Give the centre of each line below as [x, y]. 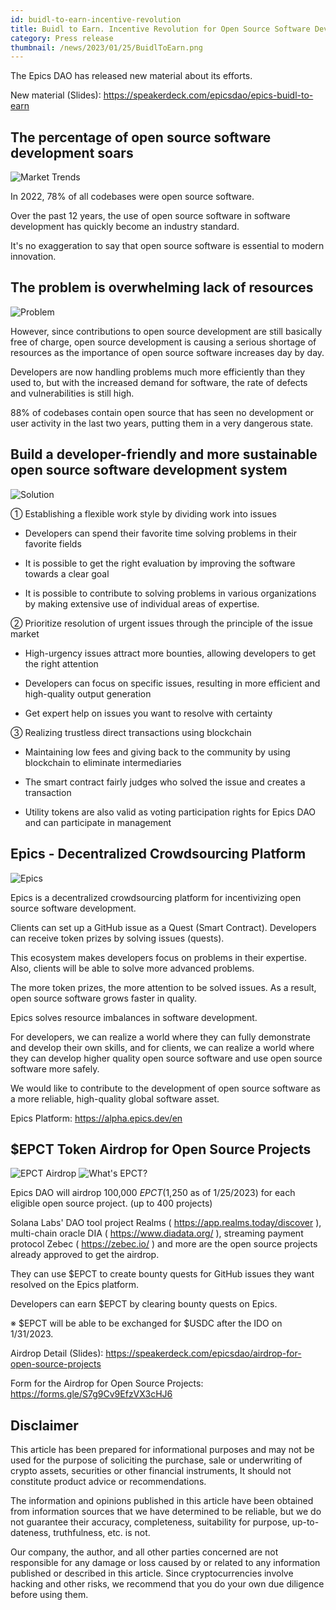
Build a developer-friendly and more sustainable [164, 454]
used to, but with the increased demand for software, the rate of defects [159, 382]
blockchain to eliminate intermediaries [103, 762]
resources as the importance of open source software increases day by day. [167, 352]
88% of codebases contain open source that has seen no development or [162, 412]
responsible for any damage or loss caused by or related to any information [165, 1563]
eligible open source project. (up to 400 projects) [111, 1203]
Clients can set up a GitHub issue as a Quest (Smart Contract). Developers [163, 927]
